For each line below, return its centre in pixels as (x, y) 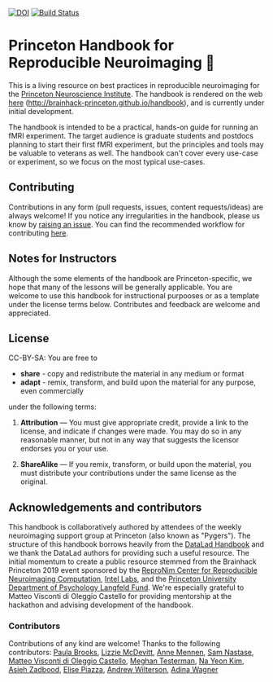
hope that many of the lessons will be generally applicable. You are (121, 287)
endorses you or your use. (64, 449)
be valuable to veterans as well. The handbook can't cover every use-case (133, 153)
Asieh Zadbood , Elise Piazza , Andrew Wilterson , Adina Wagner (113, 670)
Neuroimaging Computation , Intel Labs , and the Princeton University (123, 579)
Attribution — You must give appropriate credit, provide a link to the (134, 423)
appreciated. (30, 313)
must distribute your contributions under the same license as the (128, 473)
